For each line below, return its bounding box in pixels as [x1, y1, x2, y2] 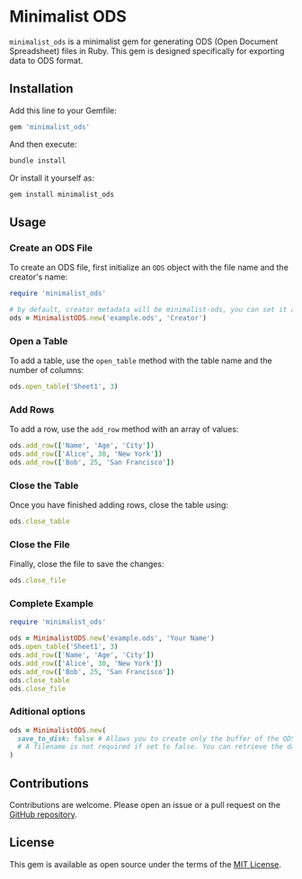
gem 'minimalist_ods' [9, 122, 91, 131]
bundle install [9, 155, 67, 165]
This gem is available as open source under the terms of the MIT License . [9, 858, 281, 869]
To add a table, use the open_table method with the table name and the [9, 355, 272, 366]
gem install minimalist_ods [9, 190, 115, 199]
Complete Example [9, 598, 94, 610]
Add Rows [9, 403, 55, 415]
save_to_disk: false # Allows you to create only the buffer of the [17, 734, 280, 743]
